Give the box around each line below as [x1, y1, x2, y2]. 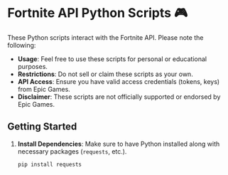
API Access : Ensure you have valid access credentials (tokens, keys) [17, 77, 220, 85]
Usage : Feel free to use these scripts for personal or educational [17, 54, 207, 63]
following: [7, 41, 36, 49]
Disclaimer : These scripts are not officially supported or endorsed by [17, 92, 221, 101]
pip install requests [17, 161, 82, 168]
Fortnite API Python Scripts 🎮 [7, 5, 188, 21]
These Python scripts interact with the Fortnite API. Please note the [7, 33, 204, 42]
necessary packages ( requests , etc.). [17, 147, 127, 156]
